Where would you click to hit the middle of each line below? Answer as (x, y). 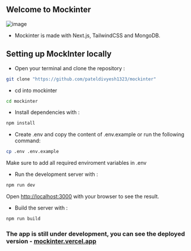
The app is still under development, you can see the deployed (95, 234)
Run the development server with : (56, 174)
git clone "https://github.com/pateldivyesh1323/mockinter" (81, 79)
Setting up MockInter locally (59, 54)
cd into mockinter (36, 90)
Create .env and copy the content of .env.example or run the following (99, 135)
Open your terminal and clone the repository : (70, 68)
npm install (21, 123)
